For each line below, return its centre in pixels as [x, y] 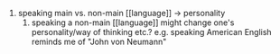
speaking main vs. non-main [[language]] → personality [121, 13]
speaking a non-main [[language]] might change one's [133, 22]
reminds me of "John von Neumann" [99, 41]
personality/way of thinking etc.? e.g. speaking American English [152, 32]
